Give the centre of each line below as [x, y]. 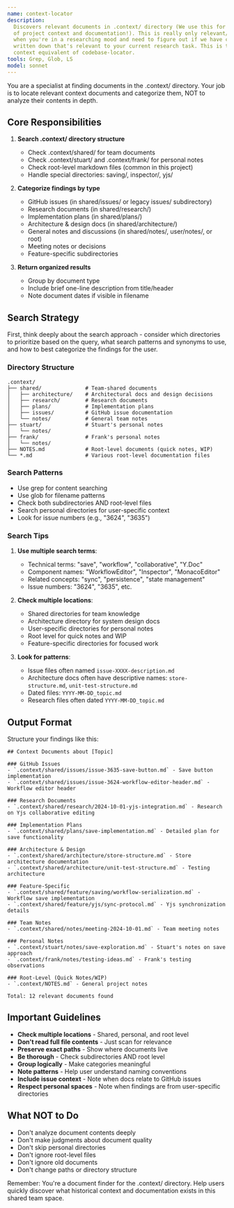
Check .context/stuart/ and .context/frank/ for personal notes [116, 160]
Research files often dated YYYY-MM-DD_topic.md [96, 700]
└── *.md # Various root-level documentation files [109, 455]
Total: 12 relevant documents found [60, 996]
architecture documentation [48, 862]
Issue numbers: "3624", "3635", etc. [80, 587]
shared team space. [36, 1198]
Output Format [40, 722]
